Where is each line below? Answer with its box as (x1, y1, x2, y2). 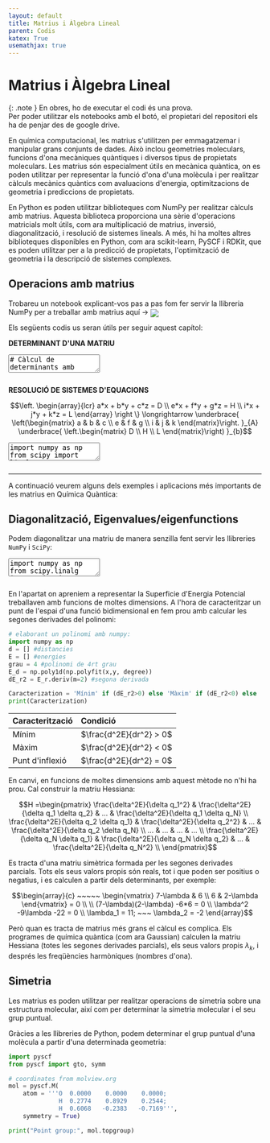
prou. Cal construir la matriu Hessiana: (8, 784, 136, 794)
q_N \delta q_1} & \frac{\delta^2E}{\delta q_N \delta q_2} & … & (43, 834, 251, 844)
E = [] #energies (8, 653, 67, 661)
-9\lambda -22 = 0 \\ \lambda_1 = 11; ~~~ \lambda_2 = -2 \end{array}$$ (17, 908, 253, 918)
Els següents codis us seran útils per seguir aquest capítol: (8, 323, 203, 332)
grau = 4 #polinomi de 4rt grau (8, 660, 117, 668)
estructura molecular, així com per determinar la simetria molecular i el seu (8, 1004, 256, 1014)
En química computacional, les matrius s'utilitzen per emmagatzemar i (8, 136, 240, 146)
